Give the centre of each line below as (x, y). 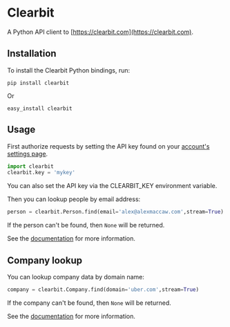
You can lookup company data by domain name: (76, 277)
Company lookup (45, 260)
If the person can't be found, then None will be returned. (86, 225)
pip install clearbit (38, 83)
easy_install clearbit (40, 109)
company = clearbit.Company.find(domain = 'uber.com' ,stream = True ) (103, 290)
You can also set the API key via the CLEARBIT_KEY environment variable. (112, 186)
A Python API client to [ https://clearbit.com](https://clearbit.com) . (100, 32)
